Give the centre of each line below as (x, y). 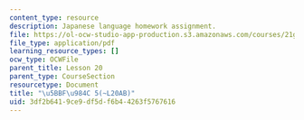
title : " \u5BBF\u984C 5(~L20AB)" (72, 93)
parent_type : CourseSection (62, 77)
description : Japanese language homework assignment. (113, 26)
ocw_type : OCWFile (44, 60)
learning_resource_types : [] (64, 51)
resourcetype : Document (54, 85)
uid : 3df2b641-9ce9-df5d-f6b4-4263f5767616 (93, 102)
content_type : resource (54, 18)
